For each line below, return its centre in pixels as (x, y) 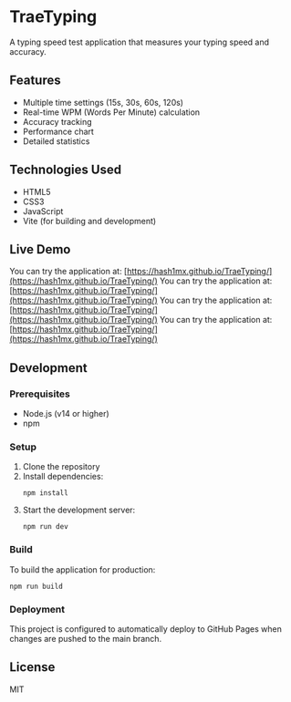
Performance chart (58, 131)
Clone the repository (61, 467)
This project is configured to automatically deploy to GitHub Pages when (146, 629)
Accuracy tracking (57, 121)
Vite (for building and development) (89, 221)
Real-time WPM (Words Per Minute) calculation (111, 112)
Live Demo (40, 249)
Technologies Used (65, 170)
